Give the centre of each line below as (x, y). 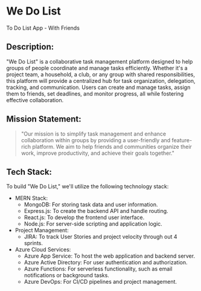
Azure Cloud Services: (43, 250)
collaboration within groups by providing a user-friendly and (96, 140)
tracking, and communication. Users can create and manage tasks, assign (98, 87)
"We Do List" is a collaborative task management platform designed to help (100, 61)
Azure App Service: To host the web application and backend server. (109, 256)
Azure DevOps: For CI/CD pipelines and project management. (100, 282)
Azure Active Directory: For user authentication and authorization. (106, 263)
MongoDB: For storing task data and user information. (91, 204)
